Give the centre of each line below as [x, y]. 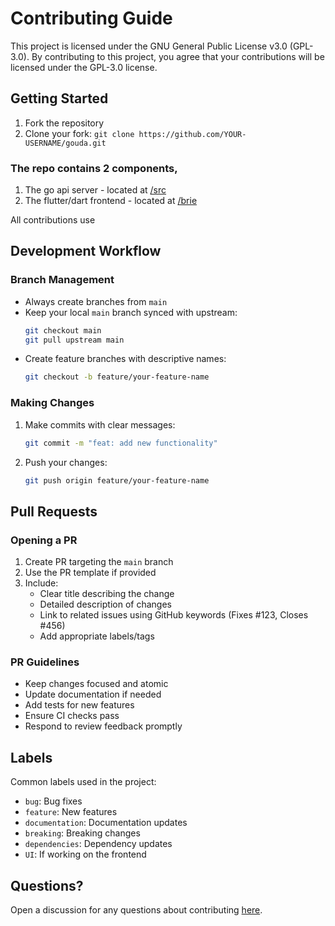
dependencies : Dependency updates [98, 844]
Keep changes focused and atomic [96, 684]
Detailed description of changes [105, 604]
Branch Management [62, 280]
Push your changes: [66, 462]
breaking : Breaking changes [82, 833]
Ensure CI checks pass [72, 716]
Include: [41, 583]
